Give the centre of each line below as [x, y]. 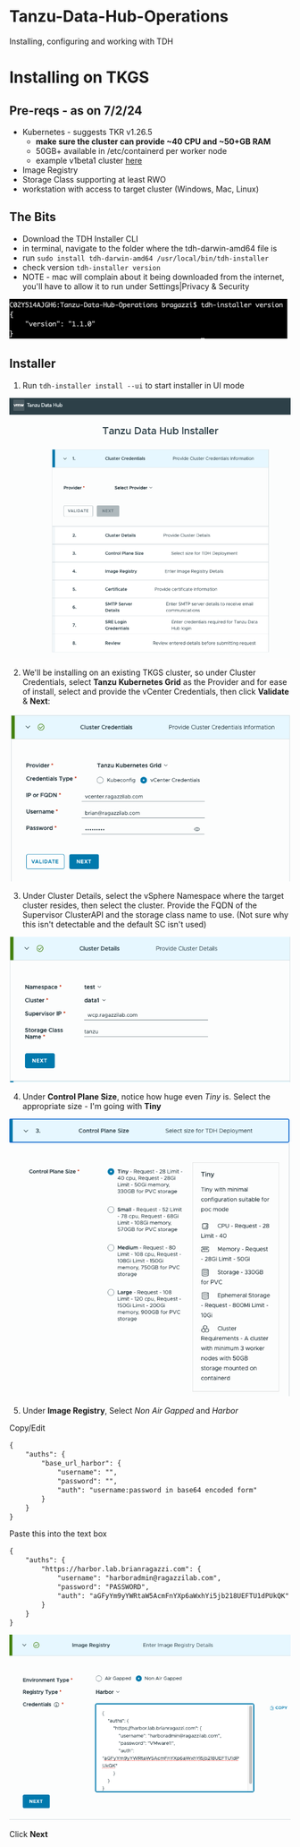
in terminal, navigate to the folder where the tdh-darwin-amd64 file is [150, 248]
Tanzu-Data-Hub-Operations [119, 17]
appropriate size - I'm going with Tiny [92, 1106]
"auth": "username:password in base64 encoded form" [157, 1491]
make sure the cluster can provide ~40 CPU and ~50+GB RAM [153, 141]
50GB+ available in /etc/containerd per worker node [131, 150]
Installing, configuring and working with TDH [92, 41]
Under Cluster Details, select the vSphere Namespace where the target [153, 895]
